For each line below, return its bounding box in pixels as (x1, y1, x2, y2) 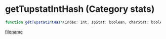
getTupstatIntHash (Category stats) (5, 3, 155, 15)
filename (5, 29, 23, 35)
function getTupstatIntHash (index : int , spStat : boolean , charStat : (5, 20, 149, 25)
